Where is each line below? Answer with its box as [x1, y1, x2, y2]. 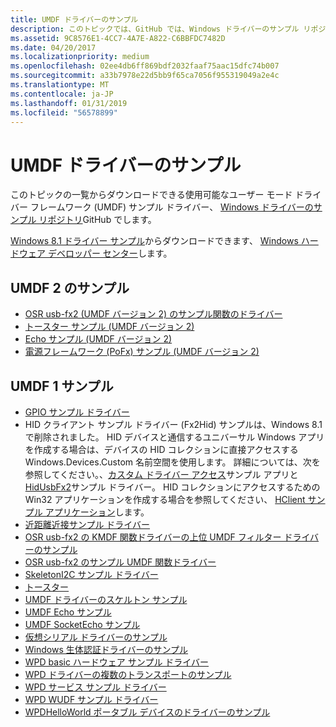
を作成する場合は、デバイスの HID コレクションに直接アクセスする [24, 443, 299, 455]
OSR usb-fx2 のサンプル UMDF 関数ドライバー [24, 556, 217, 568]
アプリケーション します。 [44, 506, 150, 518]
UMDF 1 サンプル [10, 377, 114, 395]
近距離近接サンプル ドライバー [24, 518, 151, 530]
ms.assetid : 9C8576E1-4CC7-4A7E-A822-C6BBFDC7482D [10, 33, 226, 43]
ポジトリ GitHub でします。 [47, 214, 157, 226]
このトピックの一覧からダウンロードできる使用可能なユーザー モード [10, 189, 293, 201]
